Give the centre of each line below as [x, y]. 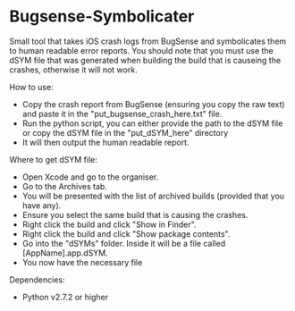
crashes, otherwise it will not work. [73, 70]
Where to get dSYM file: [54, 159]
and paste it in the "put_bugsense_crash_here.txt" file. [122, 113]
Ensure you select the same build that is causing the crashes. [135, 214]
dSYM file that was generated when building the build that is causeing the [145, 60]
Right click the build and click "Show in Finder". [109, 224]
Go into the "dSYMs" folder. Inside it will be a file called [124, 243]
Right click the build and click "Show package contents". [126, 233]
